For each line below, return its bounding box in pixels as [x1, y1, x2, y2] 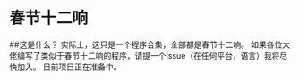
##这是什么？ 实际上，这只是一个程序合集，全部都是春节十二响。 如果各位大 [9, 39, 291, 50]
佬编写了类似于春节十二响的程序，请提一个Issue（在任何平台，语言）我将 [9, 50, 280, 60]
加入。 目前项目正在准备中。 [16, 61, 122, 72]
